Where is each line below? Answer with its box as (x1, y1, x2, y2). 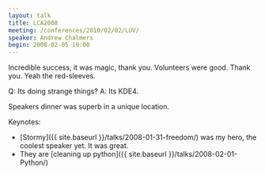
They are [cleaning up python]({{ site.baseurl (19, 150, 168, 159)
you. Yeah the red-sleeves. (8, 71, 97, 81)
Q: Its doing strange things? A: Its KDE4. (8, 86, 139, 96)
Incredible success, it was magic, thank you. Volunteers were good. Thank (8, 63, 251, 72)
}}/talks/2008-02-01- (168, 150, 238, 159)
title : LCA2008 (8, 19, 59, 27)
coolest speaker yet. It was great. (19, 141, 129, 150)
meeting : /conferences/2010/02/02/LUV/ (8, 26, 140, 34)
